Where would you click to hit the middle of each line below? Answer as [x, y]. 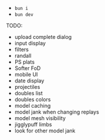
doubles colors [33, 99]
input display [30, 43]
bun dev [24, 15]
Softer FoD [28, 68]
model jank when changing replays [57, 112]
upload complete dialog [43, 37]
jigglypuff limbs [33, 124]
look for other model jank [45, 131]
